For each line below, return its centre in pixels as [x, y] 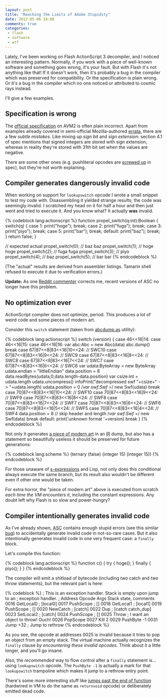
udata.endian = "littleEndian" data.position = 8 [53, 371]
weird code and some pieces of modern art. [50, 320]
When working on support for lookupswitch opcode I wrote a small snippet [82, 195]
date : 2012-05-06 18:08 [30, 19]
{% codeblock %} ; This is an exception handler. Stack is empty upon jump [82, 593]
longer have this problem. [31, 287]
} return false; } [21, 237]
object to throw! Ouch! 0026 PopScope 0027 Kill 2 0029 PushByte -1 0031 [82, 620]
